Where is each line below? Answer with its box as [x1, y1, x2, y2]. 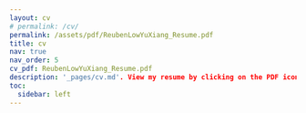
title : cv [9, 38, 47, 48]
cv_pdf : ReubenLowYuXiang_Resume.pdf [9, 65, 153, 74]
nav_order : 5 [9, 56, 59, 65]
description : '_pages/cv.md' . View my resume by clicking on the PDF [9, 73, 280, 82]
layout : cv [9, 13, 51, 23]
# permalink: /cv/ [9, 22, 79, 31]
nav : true [9, 47, 47, 56]
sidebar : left [17, 89, 71, 98]
